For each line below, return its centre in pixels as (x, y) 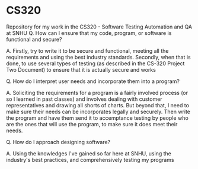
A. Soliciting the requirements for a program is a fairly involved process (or (97, 93)
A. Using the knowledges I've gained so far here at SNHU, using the (89, 153)
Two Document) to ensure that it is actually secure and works (81, 69)
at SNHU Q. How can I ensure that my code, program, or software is (89, 33)
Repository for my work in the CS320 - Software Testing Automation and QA (99, 27)
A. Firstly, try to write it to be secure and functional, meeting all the (87, 50)
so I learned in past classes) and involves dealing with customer (84, 99)
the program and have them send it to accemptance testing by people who (97, 118)
